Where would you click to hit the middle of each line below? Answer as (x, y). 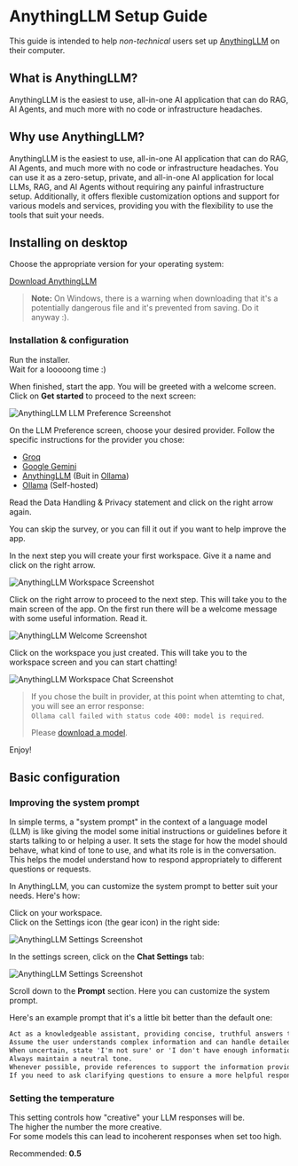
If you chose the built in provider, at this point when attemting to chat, (158, 696)
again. (21, 511)
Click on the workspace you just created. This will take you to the (128, 652)
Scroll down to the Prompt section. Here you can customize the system (140, 991)
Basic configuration (65, 778)
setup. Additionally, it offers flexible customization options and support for (145, 196)
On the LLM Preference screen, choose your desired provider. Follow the (142, 430)
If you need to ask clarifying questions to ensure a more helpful (137, 1075)
